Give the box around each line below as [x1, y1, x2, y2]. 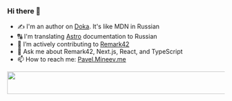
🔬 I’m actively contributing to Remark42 [17, 40, 130, 48]
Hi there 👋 [7, 6, 41, 16]
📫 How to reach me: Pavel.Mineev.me [17, 55, 126, 64]
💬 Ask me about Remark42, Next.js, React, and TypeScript [17, 48, 183, 56]
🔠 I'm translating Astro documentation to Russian [17, 33, 157, 41]
